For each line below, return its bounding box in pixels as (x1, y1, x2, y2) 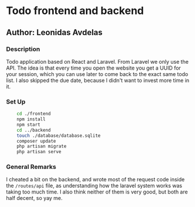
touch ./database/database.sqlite (16, 133, 101, 139)
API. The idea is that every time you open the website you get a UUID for (6, 64, 182, 71)
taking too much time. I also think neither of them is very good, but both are (6, 188, 189, 195)
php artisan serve (16, 149, 61, 155)
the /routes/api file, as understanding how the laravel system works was (6, 182, 183, 189)
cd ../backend (16, 127, 51, 133)
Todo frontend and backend (6, 4, 144, 18)
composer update (16, 138, 57, 144)
